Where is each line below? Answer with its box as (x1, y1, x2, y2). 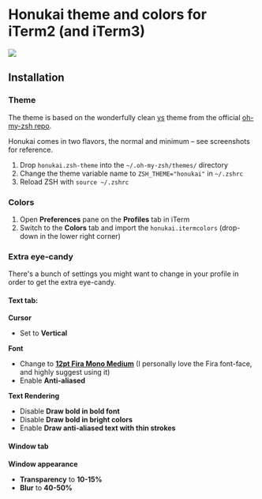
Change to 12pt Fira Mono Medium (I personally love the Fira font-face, (19, 359, 253, 369)
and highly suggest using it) (19, 368, 110, 377)
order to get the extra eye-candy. (8, 278, 117, 287)
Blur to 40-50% (19, 482, 73, 492)
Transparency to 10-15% (19, 474, 103, 484)
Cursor (8, 313, 32, 323)
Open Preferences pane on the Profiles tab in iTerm (19, 214, 190, 224)
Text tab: (8, 295, 38, 305)
